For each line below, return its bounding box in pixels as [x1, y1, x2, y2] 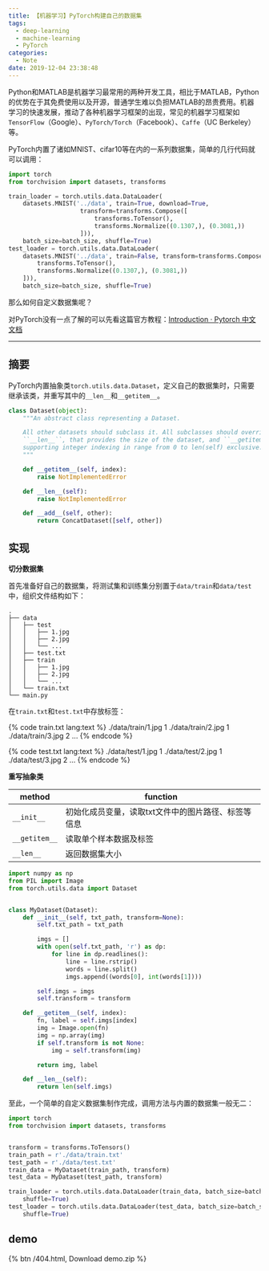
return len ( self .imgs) [37, 1083, 113, 1091]
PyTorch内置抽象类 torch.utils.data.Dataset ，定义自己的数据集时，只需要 [8, 381, 255, 390]
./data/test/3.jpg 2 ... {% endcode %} [8, 756, 130, 764]
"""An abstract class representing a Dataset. [22, 414, 181, 422]
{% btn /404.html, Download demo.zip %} [8, 1253, 147, 1263]
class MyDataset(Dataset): [8, 906, 98, 914]
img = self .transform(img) [50, 1046, 142, 1054]
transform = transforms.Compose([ [79, 207, 188, 215]
